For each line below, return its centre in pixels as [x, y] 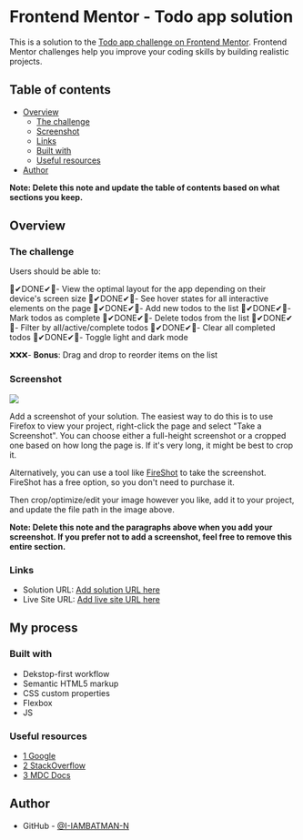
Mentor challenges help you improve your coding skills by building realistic [149, 51]
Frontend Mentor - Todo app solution [151, 17]
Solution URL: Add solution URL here [91, 590]
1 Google [39, 756]
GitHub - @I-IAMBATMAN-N [76, 825]
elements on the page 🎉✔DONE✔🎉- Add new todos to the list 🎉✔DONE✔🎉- [150, 309]
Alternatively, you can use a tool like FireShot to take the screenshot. [138, 472]
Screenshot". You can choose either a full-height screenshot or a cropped [148, 435]
